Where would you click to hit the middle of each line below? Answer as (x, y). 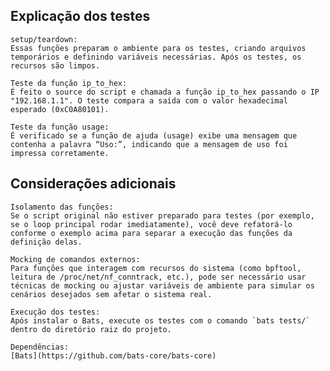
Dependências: (40, 347)
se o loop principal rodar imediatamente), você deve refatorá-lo (151, 224)
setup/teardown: (44, 39)
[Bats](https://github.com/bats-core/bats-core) (113, 355)
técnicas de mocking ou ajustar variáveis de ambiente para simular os (162, 285)
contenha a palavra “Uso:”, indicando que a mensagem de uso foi (149, 144)
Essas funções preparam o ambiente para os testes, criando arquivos (158, 48)
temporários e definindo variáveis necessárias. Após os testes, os (156, 57)
